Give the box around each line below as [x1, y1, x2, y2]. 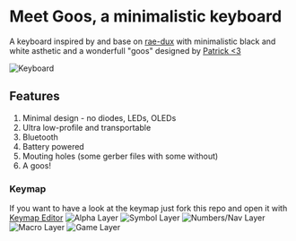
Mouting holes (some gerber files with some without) [22, 151, 219, 161]
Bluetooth [22, 132, 58, 142]
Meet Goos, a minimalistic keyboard [9, 6, 283, 27]
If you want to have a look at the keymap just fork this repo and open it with [9, 203, 288, 214]
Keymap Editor [9, 212, 64, 223]
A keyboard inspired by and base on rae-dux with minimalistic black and [9, 36, 276, 47]
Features [9, 89, 60, 104]
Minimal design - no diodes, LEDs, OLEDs [22, 112, 177, 123]
